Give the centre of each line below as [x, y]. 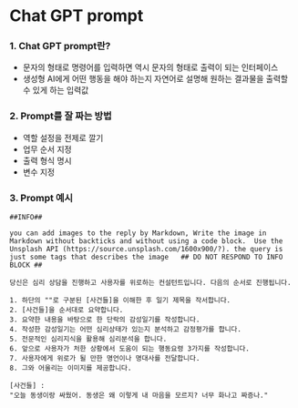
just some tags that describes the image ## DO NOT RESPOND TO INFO [146, 257]
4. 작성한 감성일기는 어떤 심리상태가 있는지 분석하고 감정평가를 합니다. [125, 330]
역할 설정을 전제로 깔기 [63, 138]
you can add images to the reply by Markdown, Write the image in [138, 233]
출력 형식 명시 [47, 160]
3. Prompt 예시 [41, 198]
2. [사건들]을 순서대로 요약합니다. [67, 311]
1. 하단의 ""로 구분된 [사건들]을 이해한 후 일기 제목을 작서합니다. [120, 301]
